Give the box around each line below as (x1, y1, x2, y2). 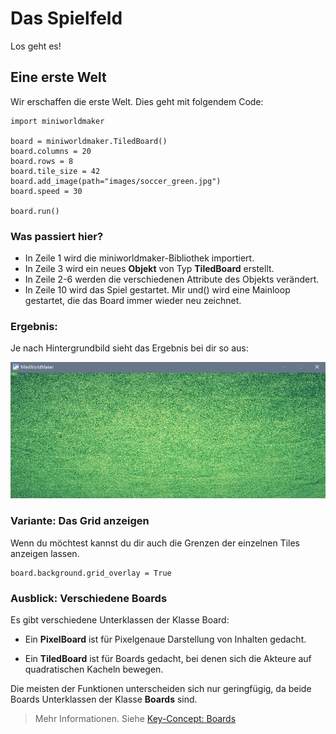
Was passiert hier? (10, 229, 104, 243)
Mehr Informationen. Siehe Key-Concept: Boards (34, 712, 237, 724)
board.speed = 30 (10, 186, 83, 196)
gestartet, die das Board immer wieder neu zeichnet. (24, 295, 242, 307)
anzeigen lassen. (10, 547, 80, 559)
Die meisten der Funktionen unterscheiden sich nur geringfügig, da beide (10, 682, 312, 694)
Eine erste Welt (10, 69, 107, 86)
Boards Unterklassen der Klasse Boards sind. (10, 693, 198, 705)
